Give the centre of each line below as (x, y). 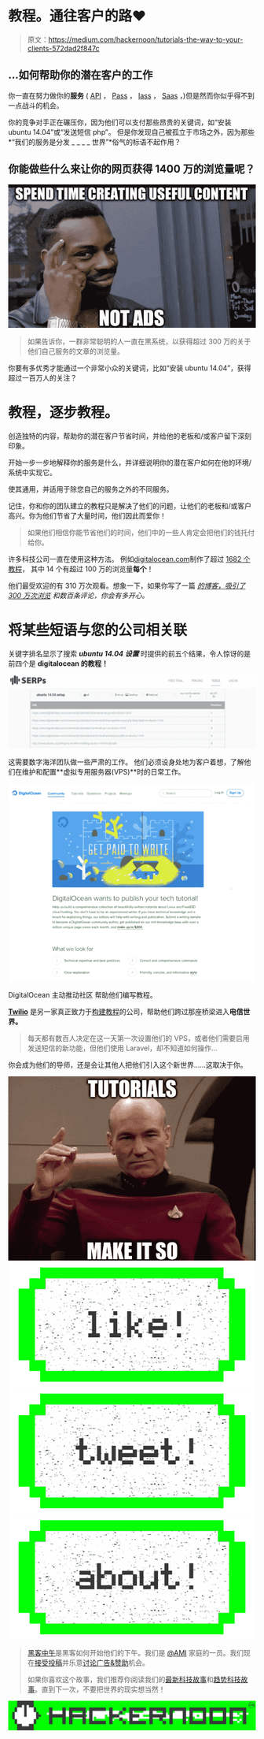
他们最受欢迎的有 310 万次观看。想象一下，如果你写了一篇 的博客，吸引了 (127, 585)
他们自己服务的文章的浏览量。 (75, 351)
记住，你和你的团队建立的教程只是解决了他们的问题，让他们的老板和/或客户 (130, 506)
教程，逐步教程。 (64, 412)
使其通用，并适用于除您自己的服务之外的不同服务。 (91, 489)
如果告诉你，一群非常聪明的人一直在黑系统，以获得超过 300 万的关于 (139, 341)
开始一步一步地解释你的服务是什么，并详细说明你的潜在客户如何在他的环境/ (130, 463)
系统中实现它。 (32, 472)
